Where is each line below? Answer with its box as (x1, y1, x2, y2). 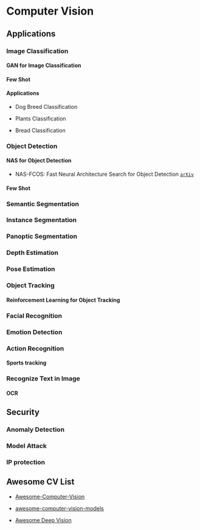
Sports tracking (6, 359, 47, 366)
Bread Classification (15, 127, 66, 134)
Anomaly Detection (6, 425, 65, 433)
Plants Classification (15, 114, 66, 122)
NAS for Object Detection (6, 157, 72, 164)
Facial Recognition (6, 312, 63, 320)
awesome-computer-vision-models (15, 504, 105, 512)
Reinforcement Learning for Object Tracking (6, 296, 120, 304)
